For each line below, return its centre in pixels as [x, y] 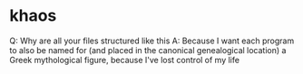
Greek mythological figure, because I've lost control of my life [125, 60]
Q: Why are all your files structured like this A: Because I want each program [152, 41]
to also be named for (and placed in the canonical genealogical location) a [148, 50]
